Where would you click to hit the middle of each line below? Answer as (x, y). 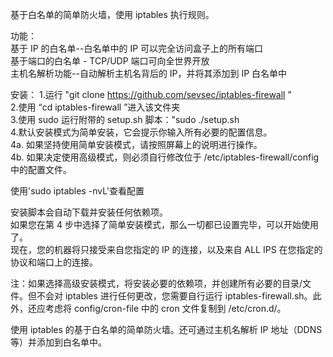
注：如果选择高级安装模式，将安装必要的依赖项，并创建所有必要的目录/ (156, 283)
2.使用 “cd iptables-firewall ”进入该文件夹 (95, 107)
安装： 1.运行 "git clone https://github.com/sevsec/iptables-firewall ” (151, 94)
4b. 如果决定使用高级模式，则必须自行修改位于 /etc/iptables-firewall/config (165, 157)
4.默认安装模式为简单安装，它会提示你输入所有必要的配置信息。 (141, 132)
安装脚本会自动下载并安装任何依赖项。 (89, 212)
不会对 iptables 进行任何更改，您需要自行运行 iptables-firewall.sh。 (174, 296)
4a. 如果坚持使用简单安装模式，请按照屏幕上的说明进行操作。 (136, 144)
